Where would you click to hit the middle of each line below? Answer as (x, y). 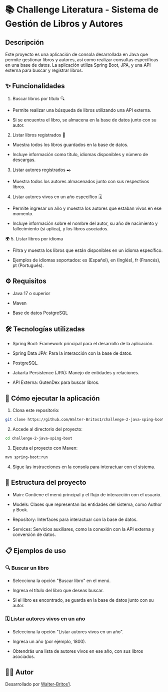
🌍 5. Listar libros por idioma (34, 238)
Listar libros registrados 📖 (39, 135)
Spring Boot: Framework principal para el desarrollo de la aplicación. (83, 344)
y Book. (20, 509)
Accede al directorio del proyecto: (47, 429)
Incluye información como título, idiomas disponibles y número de (80, 154)
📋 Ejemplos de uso (36, 551)
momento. (23, 213)
